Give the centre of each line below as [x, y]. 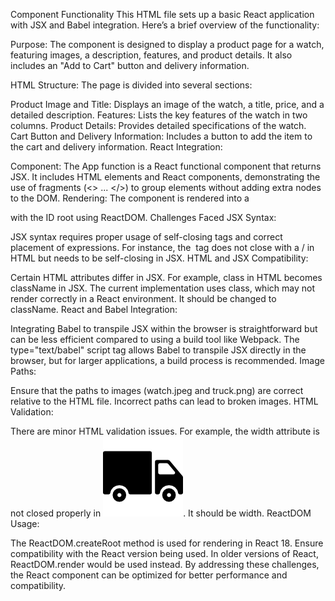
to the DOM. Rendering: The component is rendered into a [130, 198]
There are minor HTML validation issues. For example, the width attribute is [165, 431]
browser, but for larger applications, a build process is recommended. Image [167, 360]
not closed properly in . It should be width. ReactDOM [161, 513]
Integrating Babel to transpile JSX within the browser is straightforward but [164, 328]
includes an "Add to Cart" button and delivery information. [130, 65]
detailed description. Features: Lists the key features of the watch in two [159, 115]
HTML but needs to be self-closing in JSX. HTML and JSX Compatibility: [159, 258]
